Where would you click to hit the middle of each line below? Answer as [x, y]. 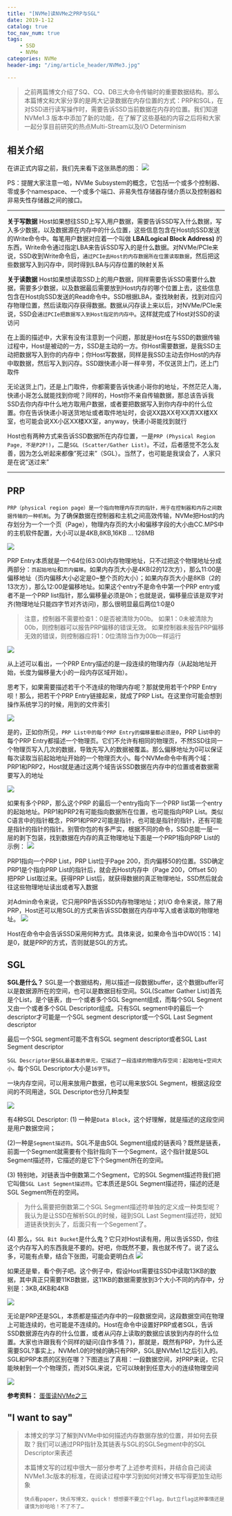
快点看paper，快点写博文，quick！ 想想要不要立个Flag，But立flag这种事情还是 [124, 1499]
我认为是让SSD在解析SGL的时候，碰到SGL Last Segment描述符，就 [120, 1215]
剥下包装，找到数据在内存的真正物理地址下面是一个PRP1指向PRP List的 [119, 838]
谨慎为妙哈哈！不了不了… [54, 1506]
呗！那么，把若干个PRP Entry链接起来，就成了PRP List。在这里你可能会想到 [115, 696]
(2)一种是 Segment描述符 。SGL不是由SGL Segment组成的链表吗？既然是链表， [116, 1143]
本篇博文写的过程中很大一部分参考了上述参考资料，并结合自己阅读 [118, 1467]
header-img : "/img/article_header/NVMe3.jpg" [74, 65]
